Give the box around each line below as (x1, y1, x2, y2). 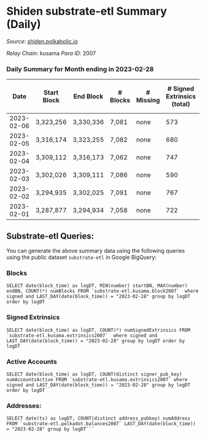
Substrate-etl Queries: (6, 231, 94, 241)
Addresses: (6, 401, 42, 410)
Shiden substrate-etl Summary (6, 4, 167, 18)
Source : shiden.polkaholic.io (6, 37, 78, 45)
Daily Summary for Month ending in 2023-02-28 (6, 64, 154, 73)
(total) (171, 100, 190, 109)
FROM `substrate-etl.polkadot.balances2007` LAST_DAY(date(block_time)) (6, 421, 196, 427)
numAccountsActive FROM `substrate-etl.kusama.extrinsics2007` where (6, 376, 188, 383)
